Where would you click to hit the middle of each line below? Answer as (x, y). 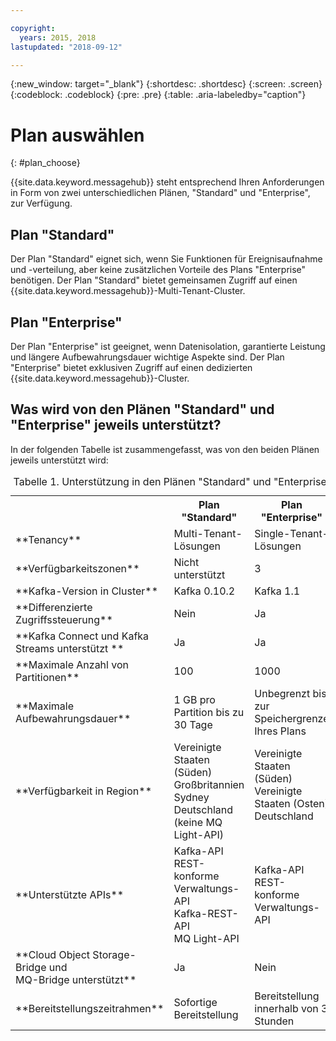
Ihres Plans (280, 731)
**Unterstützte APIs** (70, 894)
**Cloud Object (53, 954)
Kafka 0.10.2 (204, 591)
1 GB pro (194, 699)
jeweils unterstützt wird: (59, 460)
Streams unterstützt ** (70, 648)
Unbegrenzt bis (290, 693)
